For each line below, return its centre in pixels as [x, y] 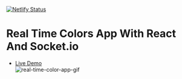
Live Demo [28, 63]
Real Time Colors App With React [91, 34]
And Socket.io [43, 47]
